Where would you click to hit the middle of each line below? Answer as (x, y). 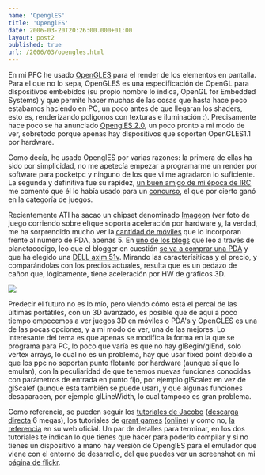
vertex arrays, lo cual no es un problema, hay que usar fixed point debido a (131, 354)
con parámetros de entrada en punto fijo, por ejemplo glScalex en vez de (127, 380)
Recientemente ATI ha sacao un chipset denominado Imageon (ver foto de (129, 215)
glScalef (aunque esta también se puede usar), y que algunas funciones (125, 388)
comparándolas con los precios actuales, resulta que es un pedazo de (123, 265)
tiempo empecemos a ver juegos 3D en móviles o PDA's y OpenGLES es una (133, 321)
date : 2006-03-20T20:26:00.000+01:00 (70, 30)
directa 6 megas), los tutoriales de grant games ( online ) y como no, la (121, 420)
